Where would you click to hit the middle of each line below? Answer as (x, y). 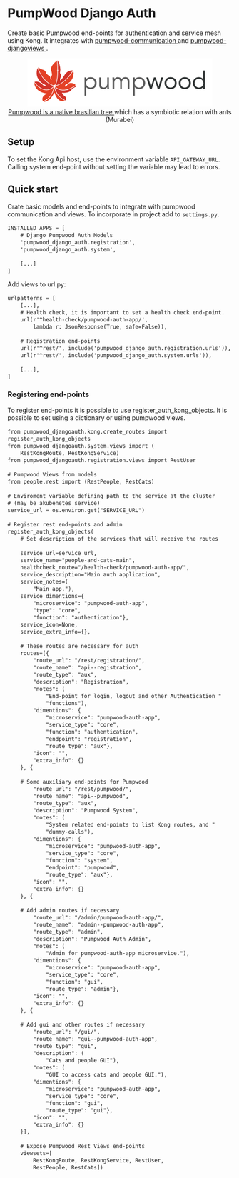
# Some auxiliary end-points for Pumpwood (84, 782)
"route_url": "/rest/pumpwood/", (83, 789)
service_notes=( (45, 581)
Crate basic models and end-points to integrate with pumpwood (101, 206)
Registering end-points (49, 394)
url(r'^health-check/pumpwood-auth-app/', (84, 319)
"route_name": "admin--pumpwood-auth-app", (98, 924)
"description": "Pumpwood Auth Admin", (92, 939)
